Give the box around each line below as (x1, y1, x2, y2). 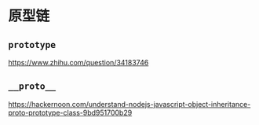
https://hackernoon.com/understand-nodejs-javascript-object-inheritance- (8, 99, 251, 108)
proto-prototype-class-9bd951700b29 (8, 108, 133, 117)
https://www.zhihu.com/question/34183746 (8, 58, 149, 67)
